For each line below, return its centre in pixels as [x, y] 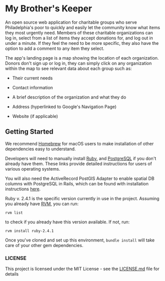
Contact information [33, 87]
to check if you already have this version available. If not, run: [67, 222]
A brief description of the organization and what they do [69, 97]
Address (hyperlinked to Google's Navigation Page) [64, 106]
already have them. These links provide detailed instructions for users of [79, 164]
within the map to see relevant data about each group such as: [68, 68]
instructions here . [23, 189]
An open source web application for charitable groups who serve [71, 22]
